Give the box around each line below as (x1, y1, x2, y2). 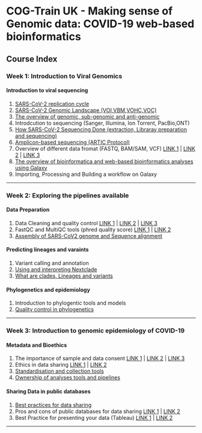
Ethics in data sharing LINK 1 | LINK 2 (14, 361, 107, 369)
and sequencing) (14, 132, 57, 139)
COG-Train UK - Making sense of (6, 4, 173, 18)
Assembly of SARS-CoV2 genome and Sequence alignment (14, 232, 162, 239)
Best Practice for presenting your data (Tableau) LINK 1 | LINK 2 (14, 414, 173, 421)
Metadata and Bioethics (6, 341, 67, 349)
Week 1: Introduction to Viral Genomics (6, 72, 123, 80)
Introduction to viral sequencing (6, 87, 88, 94)
